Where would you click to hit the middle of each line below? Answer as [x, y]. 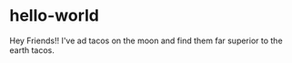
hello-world [55, 16]
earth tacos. [32, 49]
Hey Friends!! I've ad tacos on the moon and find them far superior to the [146, 40]
